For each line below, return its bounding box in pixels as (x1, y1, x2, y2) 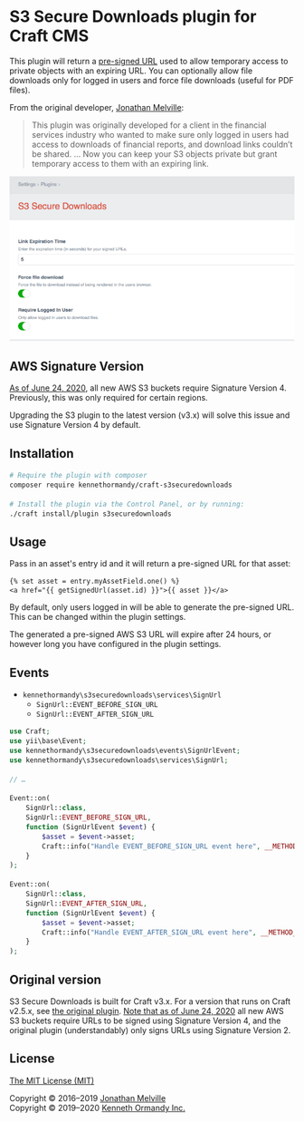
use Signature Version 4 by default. (9, 420, 141, 430)
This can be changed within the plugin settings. (9, 612, 186, 623)
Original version (9, 972, 102, 987)
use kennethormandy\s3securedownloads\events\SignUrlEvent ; (9, 746, 242, 755)
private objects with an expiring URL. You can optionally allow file (9, 65, 253, 76)
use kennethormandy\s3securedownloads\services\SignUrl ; (9, 755, 229, 765)
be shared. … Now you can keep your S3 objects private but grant (31, 148, 278, 160)
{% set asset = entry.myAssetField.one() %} (9, 577, 180, 586)
